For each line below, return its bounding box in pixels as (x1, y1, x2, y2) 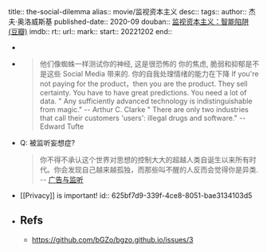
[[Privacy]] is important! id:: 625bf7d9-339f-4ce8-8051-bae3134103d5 (19, 191, 253, 200)
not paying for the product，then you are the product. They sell (39, 79, 249, 88)
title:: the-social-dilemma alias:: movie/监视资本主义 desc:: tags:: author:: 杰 (8, 7, 257, 16)
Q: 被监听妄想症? (19, 138, 76, 147)
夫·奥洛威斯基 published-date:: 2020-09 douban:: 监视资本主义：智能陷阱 (8, 17, 249, 26)
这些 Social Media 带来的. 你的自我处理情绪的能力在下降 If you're (46, 69, 259, 78)
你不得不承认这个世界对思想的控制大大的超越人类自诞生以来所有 (39, 155, 249, 165)
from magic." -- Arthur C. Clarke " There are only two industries (39, 105, 249, 114)
